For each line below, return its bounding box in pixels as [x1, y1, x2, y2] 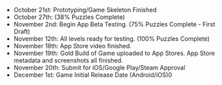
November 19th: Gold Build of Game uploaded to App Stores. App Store [13, 49, 216, 57]
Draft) [13, 27, 31, 35]
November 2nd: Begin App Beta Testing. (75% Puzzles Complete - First [13, 20, 216, 28]
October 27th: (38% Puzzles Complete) [13, 13, 125, 21]
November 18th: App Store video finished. [13, 42, 132, 50]
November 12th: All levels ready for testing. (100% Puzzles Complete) [13, 35, 210, 43]
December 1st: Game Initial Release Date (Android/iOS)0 [13, 71, 173, 79]
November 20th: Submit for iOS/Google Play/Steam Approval [13, 64, 186, 71]
